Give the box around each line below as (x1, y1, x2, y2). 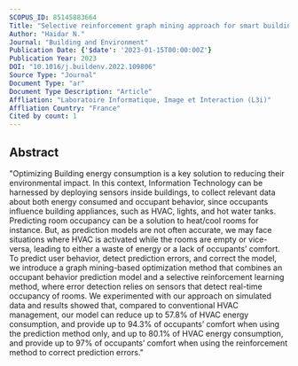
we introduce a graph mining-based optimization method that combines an (9, 262, 283, 273)
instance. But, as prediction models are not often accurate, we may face (9, 224, 272, 235)
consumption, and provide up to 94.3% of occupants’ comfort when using (9, 318, 280, 329)
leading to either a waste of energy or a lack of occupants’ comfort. (34, 243, 281, 253)
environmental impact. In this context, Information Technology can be (9, 177, 263, 188)
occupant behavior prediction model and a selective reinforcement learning (9, 271, 285, 282)
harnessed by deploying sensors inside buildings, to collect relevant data (9, 187, 277, 198)
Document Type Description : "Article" (9, 87, 153, 96)
